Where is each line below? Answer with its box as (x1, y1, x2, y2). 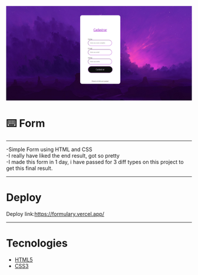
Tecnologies (6, 237, 68, 250)
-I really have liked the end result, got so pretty (6, 152, 120, 159)
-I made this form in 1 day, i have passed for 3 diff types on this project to (6, 158, 184, 165)
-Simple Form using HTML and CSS (6, 146, 93, 153)
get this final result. (6, 165, 53, 172)
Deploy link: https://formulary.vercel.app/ (6, 210, 105, 217)
